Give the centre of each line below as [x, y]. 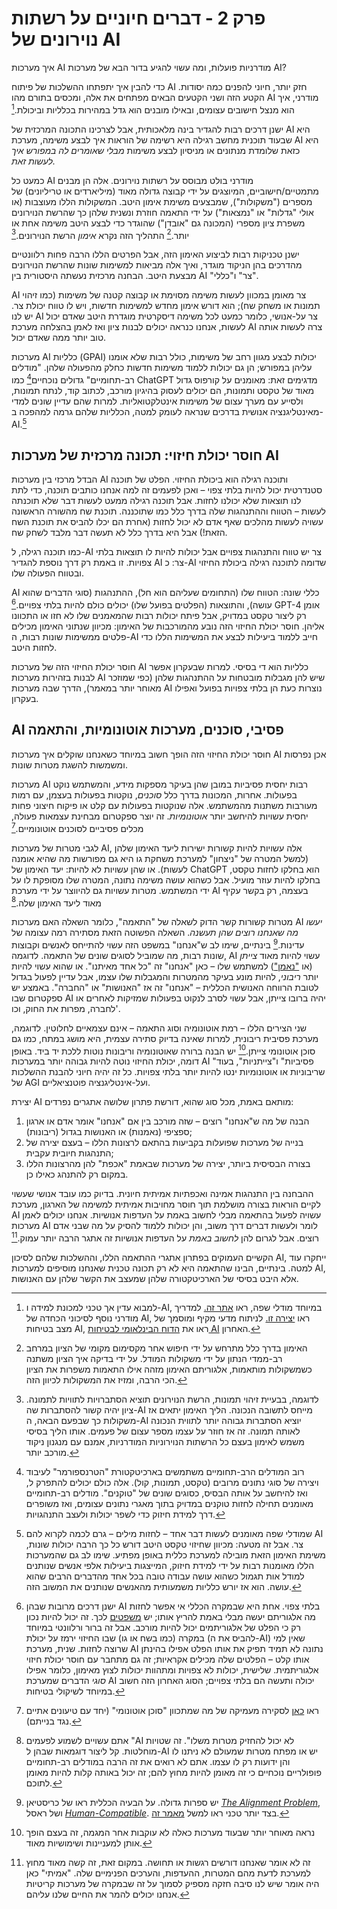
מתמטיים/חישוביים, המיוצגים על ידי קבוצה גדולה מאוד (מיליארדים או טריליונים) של [165, 191]
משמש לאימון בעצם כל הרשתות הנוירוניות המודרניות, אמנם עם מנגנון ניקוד [165, 1442]
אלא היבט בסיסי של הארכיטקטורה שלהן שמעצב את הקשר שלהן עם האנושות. [155, 1279]
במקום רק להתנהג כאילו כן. [77, 1174]
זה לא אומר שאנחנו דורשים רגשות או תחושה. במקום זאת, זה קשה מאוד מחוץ [168, 1863]
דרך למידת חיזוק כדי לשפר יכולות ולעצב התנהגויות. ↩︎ [125, 1514]
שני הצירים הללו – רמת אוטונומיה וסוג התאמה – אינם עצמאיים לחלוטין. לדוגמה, [159, 1028]
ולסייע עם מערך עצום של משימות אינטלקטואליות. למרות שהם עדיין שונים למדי [157, 401]
